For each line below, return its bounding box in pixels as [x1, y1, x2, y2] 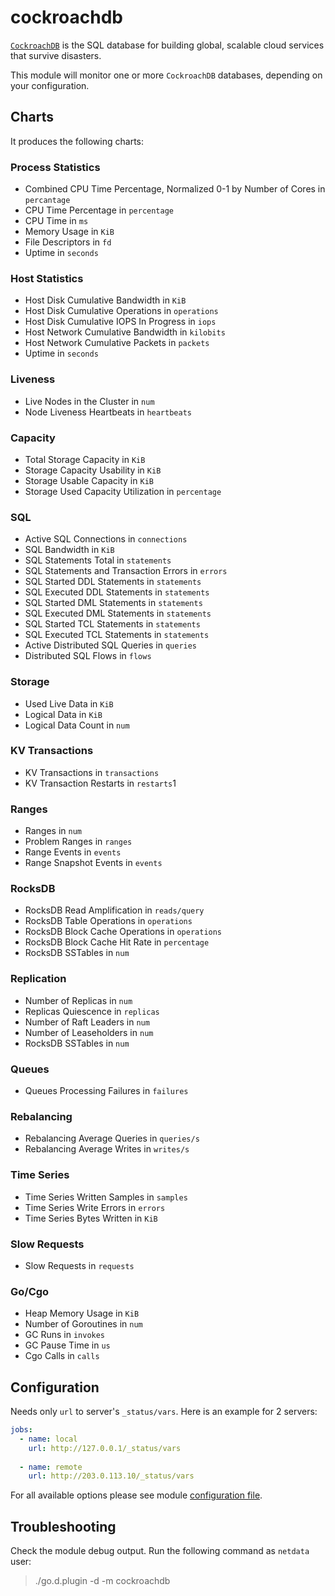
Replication [10, 972, 67, 986]
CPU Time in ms [24, 215, 89, 227]
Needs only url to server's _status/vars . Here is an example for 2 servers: [10, 1406, 318, 1418]
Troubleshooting [10, 1518, 117, 1535]
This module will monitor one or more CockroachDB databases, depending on [10, 69, 323, 81]
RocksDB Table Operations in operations [24, 915, 193, 927]
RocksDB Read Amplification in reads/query [24, 904, 205, 916]
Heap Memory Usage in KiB [24, 1307, 140, 1320]
